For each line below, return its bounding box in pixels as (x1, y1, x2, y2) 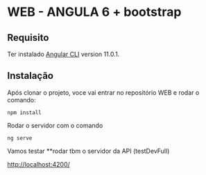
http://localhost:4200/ (7, 160, 71, 168)
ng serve (7, 134, 33, 142)
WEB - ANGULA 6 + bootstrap (7, 4, 182, 20)
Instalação (7, 70, 54, 82)
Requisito (7, 32, 49, 44)
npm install (7, 109, 42, 116)
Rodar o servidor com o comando (7, 121, 103, 129)
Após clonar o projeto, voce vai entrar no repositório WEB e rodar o (7, 88, 200, 97)
